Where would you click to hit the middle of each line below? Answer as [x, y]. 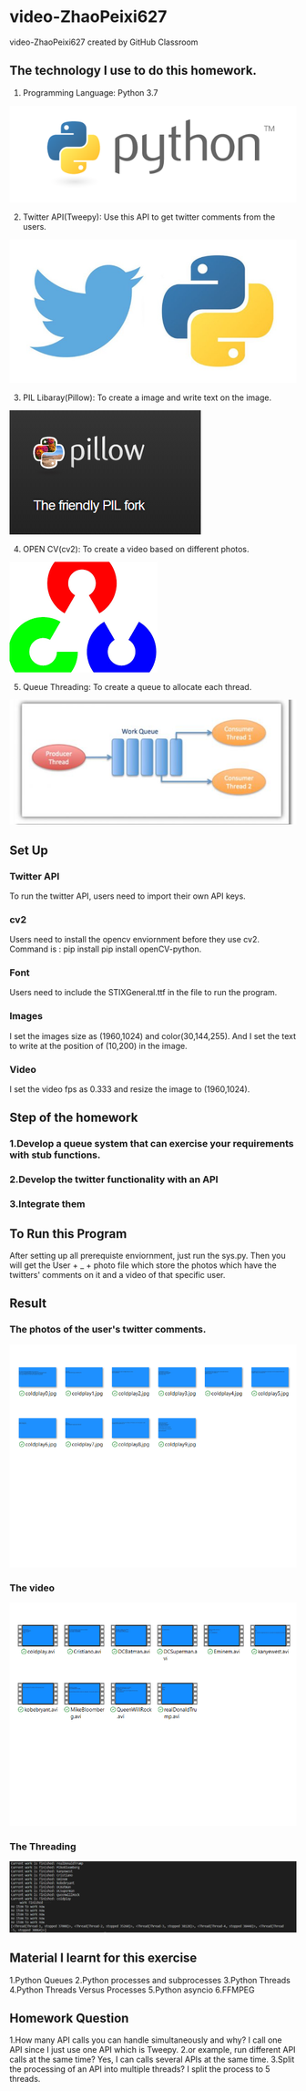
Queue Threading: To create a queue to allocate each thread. [137, 686]
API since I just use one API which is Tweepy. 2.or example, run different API [153, 2050]
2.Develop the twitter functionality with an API [114, 1179]
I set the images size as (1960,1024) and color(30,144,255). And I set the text [153, 1035]
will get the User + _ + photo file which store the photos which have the [143, 1265]
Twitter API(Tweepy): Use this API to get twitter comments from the [149, 217]
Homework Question [69, 2018]
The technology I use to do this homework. [133, 71]
